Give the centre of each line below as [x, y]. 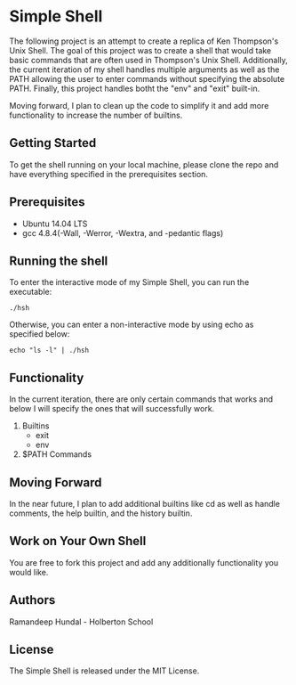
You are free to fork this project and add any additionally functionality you [144, 562]
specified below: [40, 334]
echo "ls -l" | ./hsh [49, 351]
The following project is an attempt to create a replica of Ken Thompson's [144, 41]
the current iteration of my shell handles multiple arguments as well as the [144, 69]
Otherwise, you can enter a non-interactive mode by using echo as [132, 325]
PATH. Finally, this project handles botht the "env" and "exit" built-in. [135, 88]
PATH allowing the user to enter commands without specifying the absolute [147, 78]
